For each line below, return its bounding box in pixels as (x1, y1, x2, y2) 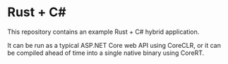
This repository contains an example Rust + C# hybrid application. (7, 27, 200, 36)
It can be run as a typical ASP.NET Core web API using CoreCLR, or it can (7, 41, 221, 49)
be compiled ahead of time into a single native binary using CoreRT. (7, 49, 205, 57)
